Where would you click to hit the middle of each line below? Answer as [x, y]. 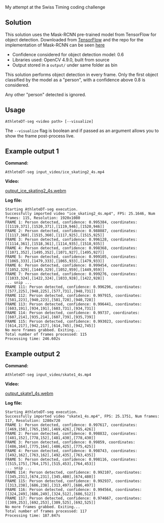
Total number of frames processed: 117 [46, 511]
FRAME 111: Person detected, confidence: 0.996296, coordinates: [73, 287]
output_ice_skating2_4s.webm [36, 191]
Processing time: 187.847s [33, 516]
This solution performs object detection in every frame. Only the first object [82, 74]
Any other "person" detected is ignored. [46, 94]
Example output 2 [33, 354]
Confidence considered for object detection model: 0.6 [68, 54]
